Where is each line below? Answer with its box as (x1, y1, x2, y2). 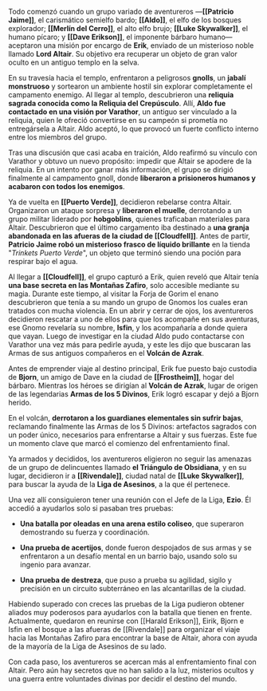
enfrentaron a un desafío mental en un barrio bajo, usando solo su (19, 551, 238, 561)
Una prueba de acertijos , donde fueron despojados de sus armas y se (19, 543, 253, 552)
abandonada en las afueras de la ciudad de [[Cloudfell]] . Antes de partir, (8, 231, 251, 240)
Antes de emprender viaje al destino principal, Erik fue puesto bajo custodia (8, 364, 257, 373)
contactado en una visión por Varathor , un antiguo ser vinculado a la (8, 107, 238, 116)
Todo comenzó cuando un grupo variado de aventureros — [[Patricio (8, 7, 234, 16)
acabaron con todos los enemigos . (8, 182, 125, 191)
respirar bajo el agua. (8, 257, 78, 266)
